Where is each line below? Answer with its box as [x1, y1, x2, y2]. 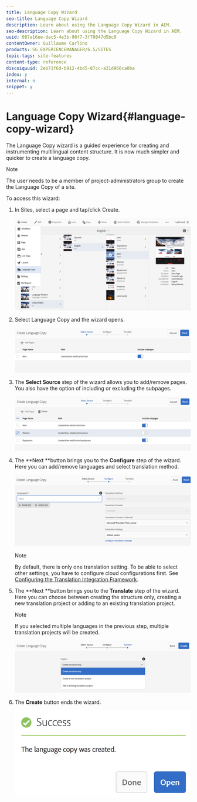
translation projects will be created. [14, 629, 100, 636]
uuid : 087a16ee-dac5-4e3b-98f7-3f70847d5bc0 [6, 34, 117, 41]
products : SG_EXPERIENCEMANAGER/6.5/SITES [6, 47, 111, 53]
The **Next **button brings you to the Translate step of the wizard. [14, 587, 180, 594]
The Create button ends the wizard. [14, 699, 101, 706]
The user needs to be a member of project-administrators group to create [6, 177, 184, 185]
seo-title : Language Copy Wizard [6, 15, 88, 22]
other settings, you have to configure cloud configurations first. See [14, 570, 179, 577]
